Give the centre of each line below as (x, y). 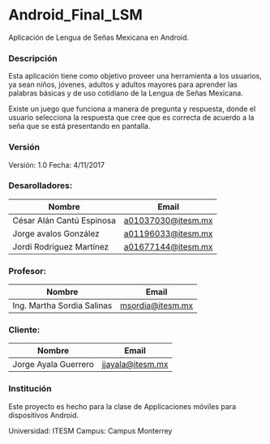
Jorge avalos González (56, 233)
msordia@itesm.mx (157, 305)
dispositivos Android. (44, 415)
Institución (30, 389)
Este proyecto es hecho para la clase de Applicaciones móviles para (122, 406)
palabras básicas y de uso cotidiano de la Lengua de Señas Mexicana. (126, 93)
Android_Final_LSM (76, 15)
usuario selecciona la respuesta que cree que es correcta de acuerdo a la (131, 117)
